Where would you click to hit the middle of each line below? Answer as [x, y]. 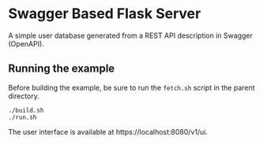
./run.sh [23, 117]
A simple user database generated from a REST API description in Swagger [130, 35]
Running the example [62, 69]
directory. [24, 96]
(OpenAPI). [26, 43]
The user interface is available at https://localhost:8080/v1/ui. [108, 131]
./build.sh [26, 110]
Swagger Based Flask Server [105, 14]
